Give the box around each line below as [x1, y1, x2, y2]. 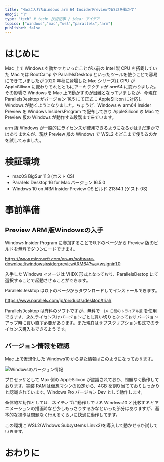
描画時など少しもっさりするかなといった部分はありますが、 [35, 405, 155, 411]
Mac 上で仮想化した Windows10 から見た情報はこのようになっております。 [5, 356, 156, 362]
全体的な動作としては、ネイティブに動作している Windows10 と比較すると [5, 399, 155, 405]
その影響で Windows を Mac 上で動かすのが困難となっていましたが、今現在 [5, 90, 157, 96]
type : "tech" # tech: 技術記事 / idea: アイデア [5, 16, 100, 21]
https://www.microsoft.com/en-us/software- [5, 256, 95, 261]
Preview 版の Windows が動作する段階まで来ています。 [5, 115, 116, 120]
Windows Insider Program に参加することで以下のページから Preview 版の [5, 240, 154, 246]
